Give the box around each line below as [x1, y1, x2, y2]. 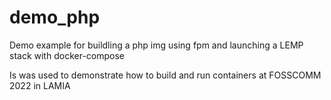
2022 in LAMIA [9, 79, 71, 91]
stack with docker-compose [9, 49, 125, 61]
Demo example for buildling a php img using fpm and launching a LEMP [9, 39, 304, 51]
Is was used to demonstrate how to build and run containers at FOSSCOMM [9, 69, 322, 81]
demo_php [9, 6, 101, 29]
